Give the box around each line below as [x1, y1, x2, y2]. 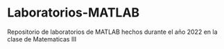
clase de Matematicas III [7, 35, 77, 43]
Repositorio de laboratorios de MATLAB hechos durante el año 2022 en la [7, 28, 218, 36]
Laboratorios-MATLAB [7, 5, 140, 21]
